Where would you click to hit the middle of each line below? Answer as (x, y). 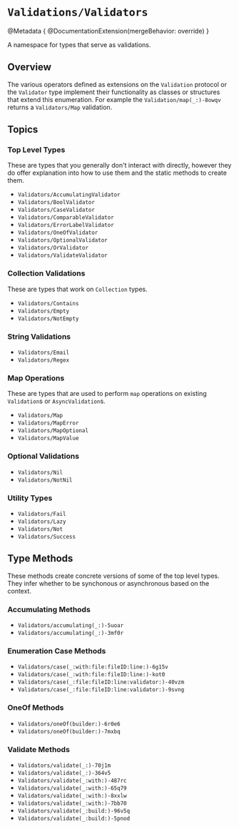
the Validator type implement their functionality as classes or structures (114, 92)
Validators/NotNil (45, 480)
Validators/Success (47, 536)
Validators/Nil (40, 472)
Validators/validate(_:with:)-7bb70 (72, 803)
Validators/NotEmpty (48, 319)
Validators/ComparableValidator (66, 218)
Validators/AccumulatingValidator (69, 195)
